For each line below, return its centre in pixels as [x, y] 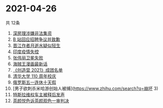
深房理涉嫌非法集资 [32, 33]
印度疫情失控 [26, 52]
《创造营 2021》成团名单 [38, 70]
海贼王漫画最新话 [30, 64]
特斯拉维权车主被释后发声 [39, 94]
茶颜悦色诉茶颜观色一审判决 [41, 101]
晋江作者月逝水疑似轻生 [36, 45]
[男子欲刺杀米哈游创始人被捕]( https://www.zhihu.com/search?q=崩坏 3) [85, 88]
